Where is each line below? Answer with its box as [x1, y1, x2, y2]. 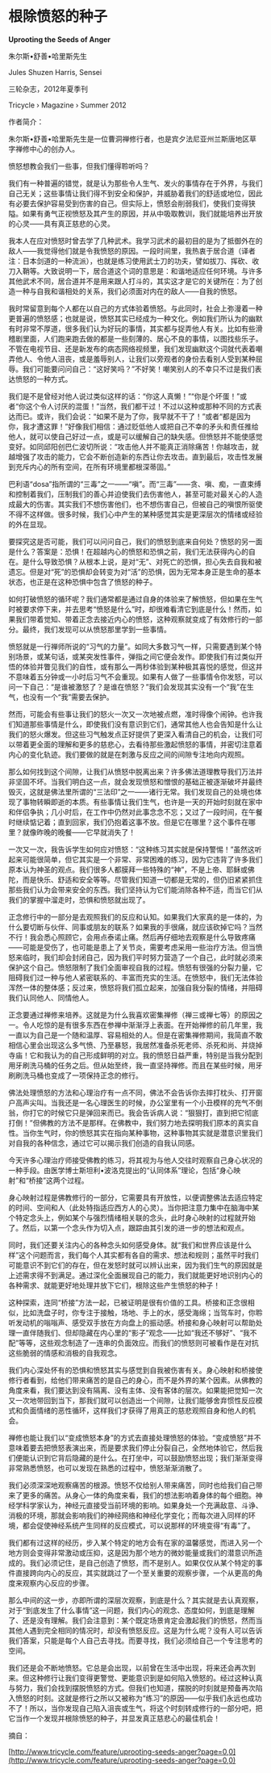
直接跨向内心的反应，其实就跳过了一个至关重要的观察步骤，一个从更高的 [15, 1568, 256, 1578]
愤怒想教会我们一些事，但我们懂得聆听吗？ [8, 161, 150, 170]
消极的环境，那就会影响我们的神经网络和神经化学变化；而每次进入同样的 [8, 1511, 248, 1520]
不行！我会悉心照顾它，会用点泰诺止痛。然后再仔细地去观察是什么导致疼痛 [8, 932, 256, 941]
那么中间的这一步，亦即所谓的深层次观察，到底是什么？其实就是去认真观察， [8, 1595, 263, 1605]
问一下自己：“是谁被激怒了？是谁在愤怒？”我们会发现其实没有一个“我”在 [8, 681, 248, 691]
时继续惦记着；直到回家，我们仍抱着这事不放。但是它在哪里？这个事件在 [8, 817, 248, 827]
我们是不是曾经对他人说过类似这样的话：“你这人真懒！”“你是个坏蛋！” [8, 391, 240, 400]
